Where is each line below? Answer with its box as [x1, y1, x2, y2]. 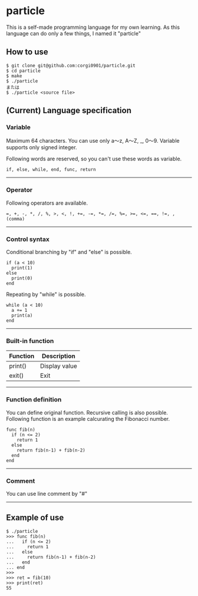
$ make [6, 73, 22, 79]
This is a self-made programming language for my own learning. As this [6, 24, 180, 31]
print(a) [11, 312, 33, 319]
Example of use [6, 513, 64, 523]
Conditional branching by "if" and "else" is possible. [6, 249, 133, 256]
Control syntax [6, 235, 50, 243]
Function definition [6, 396, 62, 404]
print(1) [11, 265, 33, 271]
